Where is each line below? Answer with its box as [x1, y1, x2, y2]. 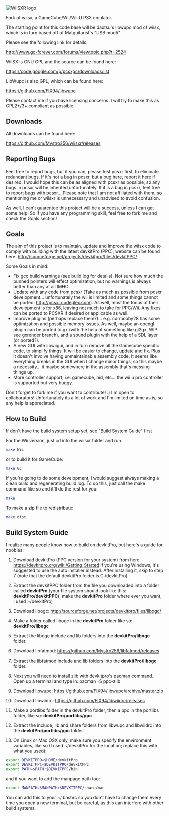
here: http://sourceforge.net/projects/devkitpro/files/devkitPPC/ [6, 254, 137, 260]
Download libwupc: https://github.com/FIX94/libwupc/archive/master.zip [13, 688, 163, 694]
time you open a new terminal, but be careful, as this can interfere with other [6, 800, 164, 806]
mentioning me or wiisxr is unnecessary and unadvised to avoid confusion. [6, 195, 160, 201]
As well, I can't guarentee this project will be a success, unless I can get [6, 205, 154, 211]
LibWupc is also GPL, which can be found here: [6, 78, 103, 84]
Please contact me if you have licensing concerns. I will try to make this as [6, 98, 159, 103]
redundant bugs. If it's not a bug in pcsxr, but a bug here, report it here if [6, 174, 156, 180]
